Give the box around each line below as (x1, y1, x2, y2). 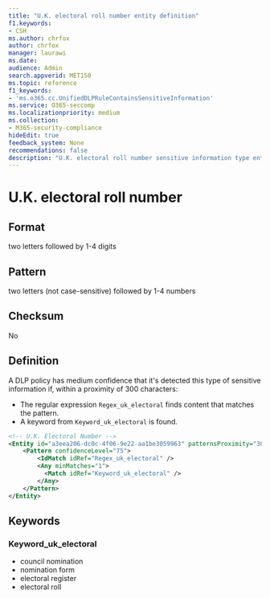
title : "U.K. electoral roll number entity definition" (8, 11, 199, 20)
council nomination (19, 556, 84, 567)
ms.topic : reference (8, 79, 78, 87)
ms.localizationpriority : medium (8, 109, 121, 117)
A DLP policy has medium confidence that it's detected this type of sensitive (8, 375, 261, 385)
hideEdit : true (8, 131, 59, 139)
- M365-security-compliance (8, 124, 103, 132)
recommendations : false (8, 146, 88, 154)
